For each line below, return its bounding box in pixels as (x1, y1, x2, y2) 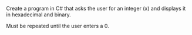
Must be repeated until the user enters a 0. (6, 23, 110, 29)
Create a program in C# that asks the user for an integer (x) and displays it (6, 5, 186, 12)
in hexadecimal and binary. (6, 11, 72, 18)
